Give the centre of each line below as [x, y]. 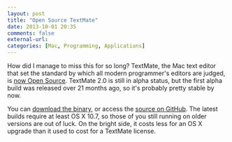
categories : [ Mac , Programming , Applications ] [76, 46]
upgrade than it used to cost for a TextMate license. [81, 131]
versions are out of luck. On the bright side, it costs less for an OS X [105, 124]
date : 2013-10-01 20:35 [42, 26]
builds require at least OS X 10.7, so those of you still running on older [107, 116]
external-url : [28, 40]
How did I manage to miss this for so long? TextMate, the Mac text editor [112, 66]
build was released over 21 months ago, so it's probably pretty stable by [111, 88]
